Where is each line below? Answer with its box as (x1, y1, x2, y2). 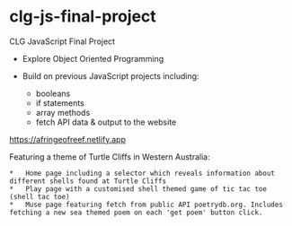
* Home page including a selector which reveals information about (9, 169, 276, 178)
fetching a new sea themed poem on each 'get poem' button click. (9, 208, 263, 217)
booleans (35, 88, 71, 99)
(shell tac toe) (9, 192, 70, 201)
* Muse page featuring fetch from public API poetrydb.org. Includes (9, 200, 283, 209)
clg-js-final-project (9, 6, 157, 27)
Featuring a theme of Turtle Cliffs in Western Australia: (9, 151, 210, 162)
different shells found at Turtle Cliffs (9, 177, 167, 186)
